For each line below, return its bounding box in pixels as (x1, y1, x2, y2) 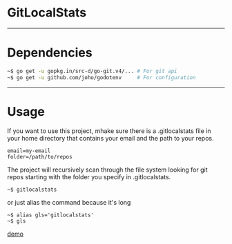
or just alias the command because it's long (7, 198, 131, 206)
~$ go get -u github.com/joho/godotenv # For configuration (7, 74, 196, 81)
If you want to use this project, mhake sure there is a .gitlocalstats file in (7, 126, 211, 135)
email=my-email (7, 147, 51, 154)
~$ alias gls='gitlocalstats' (7, 212, 95, 218)
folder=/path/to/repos (7, 153, 72, 160)
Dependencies (7, 45, 93, 61)
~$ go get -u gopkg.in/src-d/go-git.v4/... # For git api (7, 68, 177, 74)
